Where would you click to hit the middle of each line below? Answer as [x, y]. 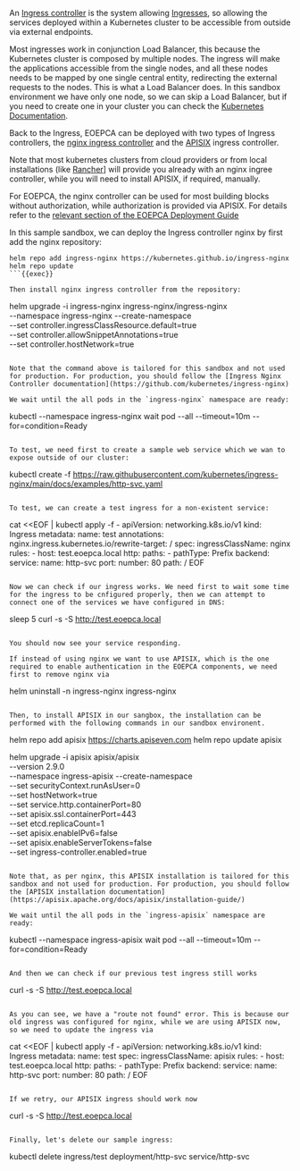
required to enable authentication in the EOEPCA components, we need [143, 667]
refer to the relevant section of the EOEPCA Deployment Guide [124, 215]
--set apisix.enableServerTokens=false [81, 842]
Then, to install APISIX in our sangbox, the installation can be [135, 715]
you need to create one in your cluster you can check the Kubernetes [137, 106]
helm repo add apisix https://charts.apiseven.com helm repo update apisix [146, 740]
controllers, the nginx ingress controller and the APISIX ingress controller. [144, 143]
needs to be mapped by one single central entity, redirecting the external [143, 78]
